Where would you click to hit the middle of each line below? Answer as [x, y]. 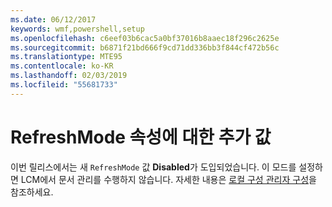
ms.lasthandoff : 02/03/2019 [69, 76]
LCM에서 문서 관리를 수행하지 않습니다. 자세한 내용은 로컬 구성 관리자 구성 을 [168, 179]
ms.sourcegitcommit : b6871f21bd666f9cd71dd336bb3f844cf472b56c [145, 47]
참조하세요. [32, 192]
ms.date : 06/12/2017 [53, 19]
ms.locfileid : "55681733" [64, 85]
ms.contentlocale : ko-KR [62, 66]
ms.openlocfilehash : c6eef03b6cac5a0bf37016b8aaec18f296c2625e [145, 38]
